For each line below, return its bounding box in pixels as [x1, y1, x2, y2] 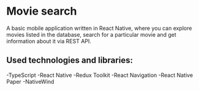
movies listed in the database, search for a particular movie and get [6, 31, 176, 38]
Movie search [6, 4, 77, 18]
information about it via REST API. [6, 37, 92, 45]
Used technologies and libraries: [6, 55, 133, 65]
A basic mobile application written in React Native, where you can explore [6, 24, 192, 32]
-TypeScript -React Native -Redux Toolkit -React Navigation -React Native [6, 71, 193, 79]
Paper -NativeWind [6, 78, 54, 85]
